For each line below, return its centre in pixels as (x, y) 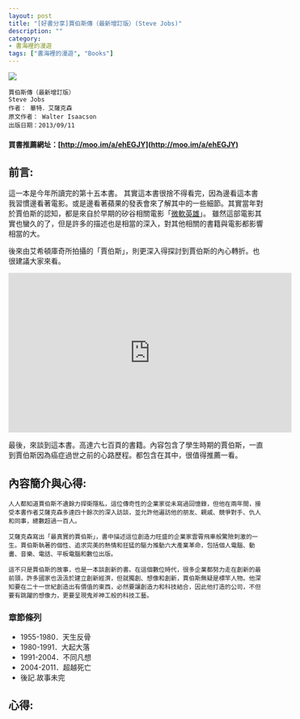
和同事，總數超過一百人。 (44, 521)
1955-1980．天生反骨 (55, 636)
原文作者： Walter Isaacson (53, 117)
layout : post (30, 16)
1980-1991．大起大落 (55, 647)
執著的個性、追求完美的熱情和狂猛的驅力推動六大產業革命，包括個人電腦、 (144, 546)
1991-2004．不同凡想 (55, 657)
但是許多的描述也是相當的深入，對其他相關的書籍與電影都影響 (161, 224)
